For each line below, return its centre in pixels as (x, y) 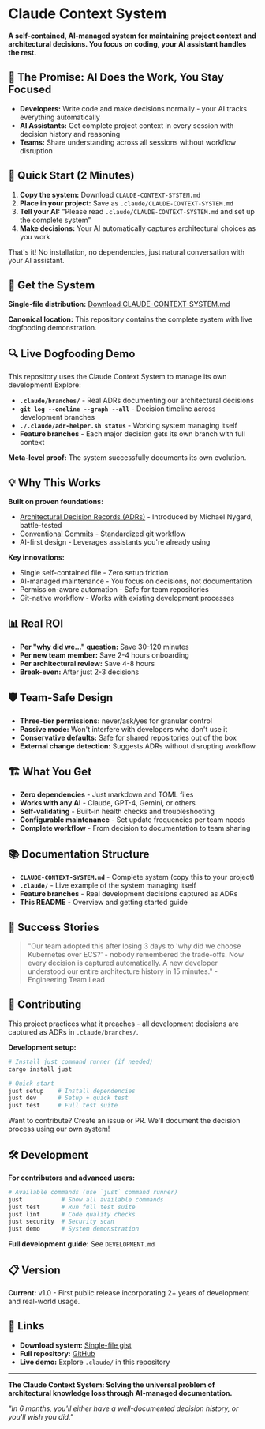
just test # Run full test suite (72, 1207)
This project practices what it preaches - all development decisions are (123, 1024)
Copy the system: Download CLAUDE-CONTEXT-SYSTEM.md (110, 194)
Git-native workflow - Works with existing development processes (127, 598)
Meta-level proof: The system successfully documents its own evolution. (127, 458)
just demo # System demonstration (74, 1229)
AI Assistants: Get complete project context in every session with (127, 125)
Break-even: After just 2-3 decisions (79, 672)
